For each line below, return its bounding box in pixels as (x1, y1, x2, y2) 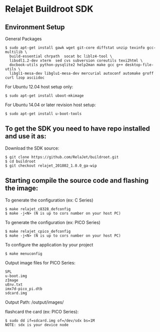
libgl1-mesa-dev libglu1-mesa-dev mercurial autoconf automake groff (9, 71, 154, 76)
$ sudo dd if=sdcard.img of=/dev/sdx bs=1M (5, 318, 95, 323)
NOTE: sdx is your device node (5, 322, 69, 327)
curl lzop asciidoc (5, 75, 45, 80)
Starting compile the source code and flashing (5, 177, 149, 185)
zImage (5, 278, 19, 283)
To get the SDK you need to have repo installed (5, 125, 150, 133)
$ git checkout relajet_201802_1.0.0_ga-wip (5, 163, 97, 168)
